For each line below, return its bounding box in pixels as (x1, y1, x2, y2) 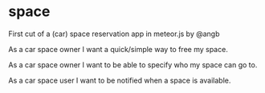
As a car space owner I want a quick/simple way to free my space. (8, 44, 229, 54)
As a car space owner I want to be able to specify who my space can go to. (8, 59, 258, 70)
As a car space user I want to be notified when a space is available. (8, 75, 231, 85)
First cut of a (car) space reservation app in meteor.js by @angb (8, 29, 220, 38)
